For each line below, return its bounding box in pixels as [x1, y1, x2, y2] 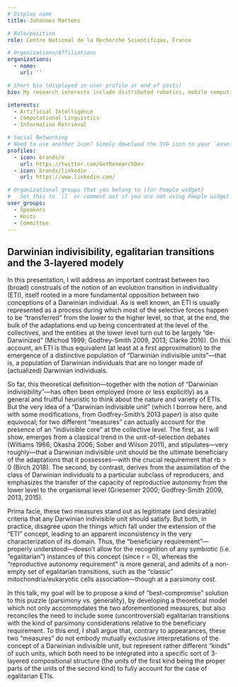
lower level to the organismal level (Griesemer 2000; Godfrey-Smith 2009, [7, 486, 224, 494]
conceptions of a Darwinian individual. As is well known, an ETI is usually [7, 298, 220, 307]
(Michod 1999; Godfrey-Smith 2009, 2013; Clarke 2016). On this [45, 336, 231, 345]
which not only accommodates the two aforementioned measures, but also [7, 604, 226, 612]
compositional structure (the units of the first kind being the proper [30, 656, 225, 665]
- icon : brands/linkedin [13, 167, 87, 174]
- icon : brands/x [13, 153, 65, 161]
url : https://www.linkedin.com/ [20, 173, 115, 181]
